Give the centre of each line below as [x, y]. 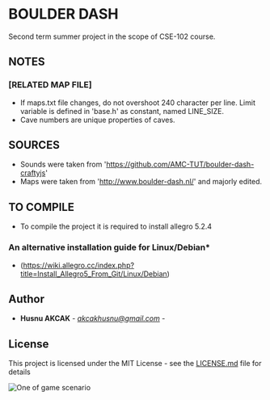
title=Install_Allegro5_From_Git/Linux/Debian [93, 274]
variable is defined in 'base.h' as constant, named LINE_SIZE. [122, 111]
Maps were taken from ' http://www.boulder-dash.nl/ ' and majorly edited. [141, 182]
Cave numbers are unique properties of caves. [97, 120]
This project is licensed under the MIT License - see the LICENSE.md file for [135, 364]
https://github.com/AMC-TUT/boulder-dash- [180, 164]
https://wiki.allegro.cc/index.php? [79, 265]
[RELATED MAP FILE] [50, 85]
